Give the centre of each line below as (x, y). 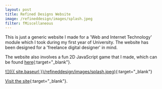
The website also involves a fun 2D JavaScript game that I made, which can (81, 57)
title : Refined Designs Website (38, 14)
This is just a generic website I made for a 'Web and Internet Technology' (79, 37)
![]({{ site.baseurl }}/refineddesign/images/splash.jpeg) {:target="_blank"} (79, 72)
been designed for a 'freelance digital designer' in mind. (61, 47)
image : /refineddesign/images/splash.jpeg (49, 19)
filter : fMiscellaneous (29, 23)
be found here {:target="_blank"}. (38, 62)
